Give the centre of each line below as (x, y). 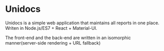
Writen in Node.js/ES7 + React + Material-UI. (51, 28)
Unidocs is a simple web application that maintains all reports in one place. (82, 23)
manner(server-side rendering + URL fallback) (53, 43)
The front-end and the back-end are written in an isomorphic (68, 38)
